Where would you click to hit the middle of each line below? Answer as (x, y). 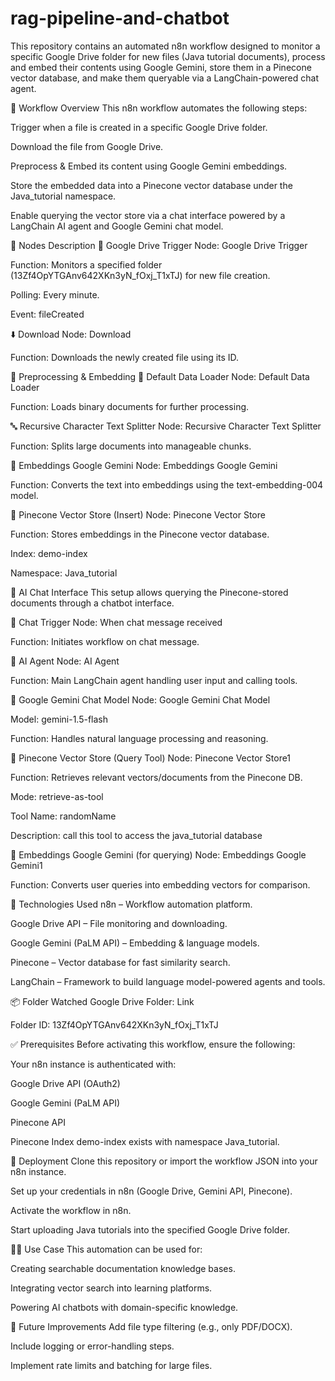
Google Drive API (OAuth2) (65, 1083)
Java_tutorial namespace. (63, 196)
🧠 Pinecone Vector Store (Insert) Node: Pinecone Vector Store (138, 514)
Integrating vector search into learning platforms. (111, 1288)
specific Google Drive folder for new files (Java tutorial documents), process (168, 56)
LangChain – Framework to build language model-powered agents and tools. (168, 981)
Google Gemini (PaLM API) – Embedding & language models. (135, 943)
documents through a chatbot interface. (92, 603)
